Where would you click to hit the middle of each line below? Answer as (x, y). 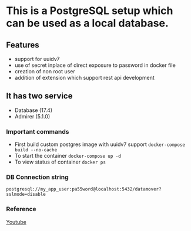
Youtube (16, 222)
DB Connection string (37, 177)
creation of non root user (45, 71)
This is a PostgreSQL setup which (90, 11)
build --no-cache (36, 150)
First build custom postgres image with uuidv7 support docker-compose (100, 144)
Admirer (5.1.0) (32, 116)
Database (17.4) (33, 110)
